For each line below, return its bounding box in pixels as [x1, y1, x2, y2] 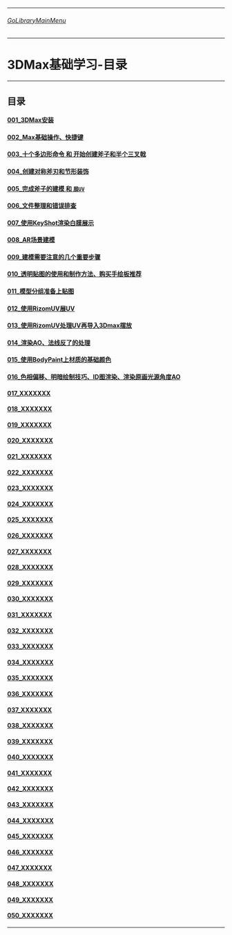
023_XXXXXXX [7, 484, 54, 492]
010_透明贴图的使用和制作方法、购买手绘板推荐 [7, 270, 142, 278]
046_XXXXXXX [7, 848, 54, 856]
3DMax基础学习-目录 [7, 57, 128, 73]
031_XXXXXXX [7, 610, 52, 619]
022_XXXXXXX [7, 468, 54, 476]
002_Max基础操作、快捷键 [7, 133, 84, 141]
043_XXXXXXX [7, 801, 54, 809]
